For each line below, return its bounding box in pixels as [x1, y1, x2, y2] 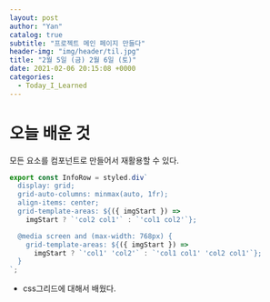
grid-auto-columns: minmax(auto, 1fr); [17, 190, 169, 199]
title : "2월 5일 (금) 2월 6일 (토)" [9, 55, 137, 65]
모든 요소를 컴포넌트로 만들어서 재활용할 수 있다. [9, 155, 180, 166]
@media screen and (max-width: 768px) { [17, 231, 173, 241]
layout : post [9, 13, 59, 23]
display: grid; [17, 181, 75, 191]
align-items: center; [17, 198, 100, 207]
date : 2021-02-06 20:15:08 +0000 [9, 65, 136, 74]
